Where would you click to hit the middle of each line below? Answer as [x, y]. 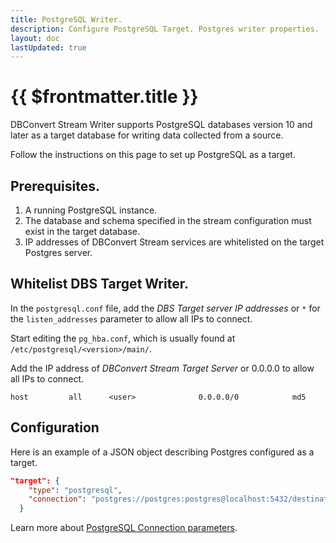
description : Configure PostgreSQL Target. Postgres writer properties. [165, 29]
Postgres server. [58, 252]
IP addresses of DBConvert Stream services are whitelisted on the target [174, 242]
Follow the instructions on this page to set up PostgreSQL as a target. [153, 155]
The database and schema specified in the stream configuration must [168, 220]
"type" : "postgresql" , [75, 490]
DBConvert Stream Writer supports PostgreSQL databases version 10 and [161, 125]
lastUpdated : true [48, 47]
